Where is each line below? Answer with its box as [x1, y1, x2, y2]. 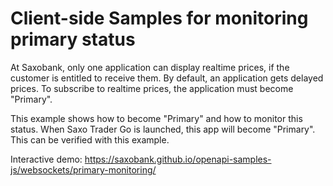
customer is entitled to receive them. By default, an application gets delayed [10, 72, 324, 84]
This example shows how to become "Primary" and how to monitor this [10, 112, 303, 124]
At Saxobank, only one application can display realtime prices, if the [10, 61, 290, 73]
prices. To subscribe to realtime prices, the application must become [10, 82, 294, 94]
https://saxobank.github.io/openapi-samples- [84, 153, 272, 165]
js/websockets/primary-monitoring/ [10, 163, 157, 176]
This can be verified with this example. [10, 133, 170, 146]
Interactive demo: [10, 153, 83, 165]
